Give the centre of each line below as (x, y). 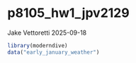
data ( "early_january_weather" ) (53, 52)
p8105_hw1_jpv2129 (68, 13)
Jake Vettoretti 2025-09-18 (47, 33)
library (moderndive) (38, 45)
